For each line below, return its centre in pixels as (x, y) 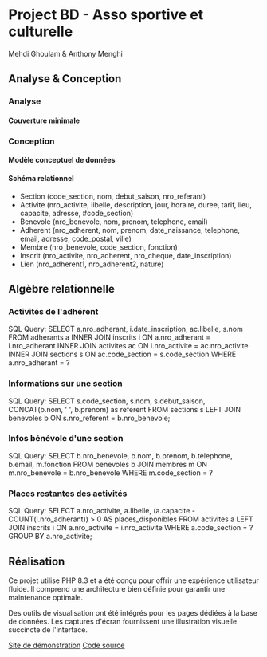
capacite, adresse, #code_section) (77, 213)
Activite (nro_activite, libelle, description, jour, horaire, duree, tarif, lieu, (136, 204)
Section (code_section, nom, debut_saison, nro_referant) (113, 196)
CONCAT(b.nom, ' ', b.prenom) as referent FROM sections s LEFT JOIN (125, 409)
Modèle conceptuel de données (62, 160)
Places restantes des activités (68, 494)
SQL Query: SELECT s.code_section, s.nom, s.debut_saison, (107, 401)
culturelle (41, 31)
